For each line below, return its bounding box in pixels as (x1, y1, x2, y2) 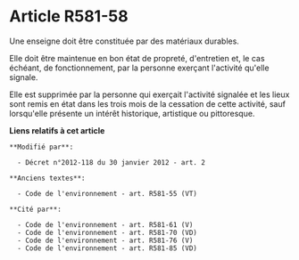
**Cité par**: (9, 205, 62, 214)
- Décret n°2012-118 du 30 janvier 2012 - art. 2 (17, 158, 205, 167)
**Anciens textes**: (9, 174, 87, 183)
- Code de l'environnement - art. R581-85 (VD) (17, 243, 198, 253)
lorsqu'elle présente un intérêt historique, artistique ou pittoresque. (9, 108, 255, 118)
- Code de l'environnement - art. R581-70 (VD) (17, 228, 198, 237)
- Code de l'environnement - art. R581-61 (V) (17, 220, 194, 229)
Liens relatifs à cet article (9, 125, 105, 135)
